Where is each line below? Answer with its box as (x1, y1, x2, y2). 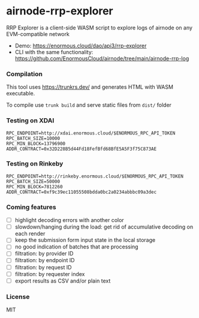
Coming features (6, 203, 56, 211)
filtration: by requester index (14, 270, 85, 277)
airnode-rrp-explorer (6, 4, 114, 18)
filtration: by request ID (14, 263, 72, 271)
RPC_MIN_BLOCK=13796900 (6, 140, 66, 146)
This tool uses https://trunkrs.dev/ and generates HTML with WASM (6, 83, 174, 91)
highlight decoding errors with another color (14, 217, 124, 224)
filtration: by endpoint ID (14, 257, 75, 264)
